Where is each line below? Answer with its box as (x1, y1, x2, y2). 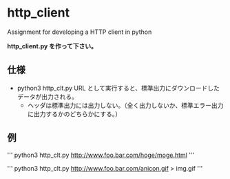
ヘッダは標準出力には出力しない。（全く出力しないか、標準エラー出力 (27, 101, 224, 109)
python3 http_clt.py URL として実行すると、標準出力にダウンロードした (17, 84, 220, 92)
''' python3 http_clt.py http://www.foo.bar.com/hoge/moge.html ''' (7, 151, 195, 159)
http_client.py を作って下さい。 (7, 41, 98, 50)
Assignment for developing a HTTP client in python (7, 28, 152, 36)
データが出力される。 (17, 92, 78, 101)
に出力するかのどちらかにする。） (27, 109, 122, 118)
